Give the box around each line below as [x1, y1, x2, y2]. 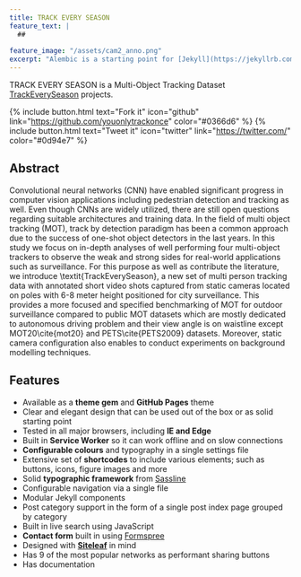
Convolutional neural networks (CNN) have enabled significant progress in [9, 185, 284, 196]
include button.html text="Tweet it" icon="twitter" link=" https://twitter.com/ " [9, 126, 291, 136]
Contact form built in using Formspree [21, 530, 165, 541]
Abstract [9, 161, 60, 176]
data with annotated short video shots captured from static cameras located [9, 280, 290, 291]
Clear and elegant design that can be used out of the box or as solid [21, 406, 273, 417]
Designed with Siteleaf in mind [21, 539, 137, 550]
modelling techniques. [9, 346, 91, 357]
